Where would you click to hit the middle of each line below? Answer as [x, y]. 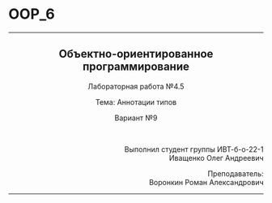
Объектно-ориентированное [136, 54]
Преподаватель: [236, 173]
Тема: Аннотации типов [136, 101]
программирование [136, 67]
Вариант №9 [136, 118]
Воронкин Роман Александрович [206, 182]
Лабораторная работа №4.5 [136, 86]
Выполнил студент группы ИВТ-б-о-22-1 [194, 149]
